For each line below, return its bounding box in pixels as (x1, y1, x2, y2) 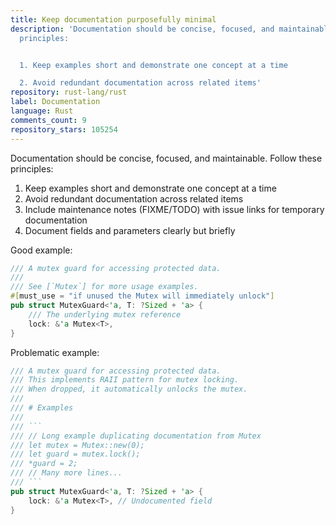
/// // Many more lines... (10, 468, 123, 478)
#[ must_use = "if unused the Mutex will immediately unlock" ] (10, 291, 275, 301)
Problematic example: (10, 346, 100, 358)
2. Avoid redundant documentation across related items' (19, 78, 262, 88)
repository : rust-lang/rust (10, 87, 128, 98)
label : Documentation (10, 97, 101, 107)
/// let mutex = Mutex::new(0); (10, 440, 145, 450)
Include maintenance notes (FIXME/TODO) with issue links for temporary (24, 203, 325, 215)
